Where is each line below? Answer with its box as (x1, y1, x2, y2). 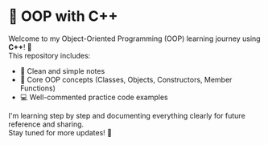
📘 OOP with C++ (8, 7, 118, 26)
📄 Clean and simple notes (19, 66, 105, 75)
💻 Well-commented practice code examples (19, 92, 168, 102)
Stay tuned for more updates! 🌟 (8, 127, 113, 137)
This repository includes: (8, 50, 91, 60)
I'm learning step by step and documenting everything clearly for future (8, 111, 245, 120)
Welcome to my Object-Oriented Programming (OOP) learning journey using (8, 34, 261, 43)
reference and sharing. (8, 119, 85, 129)
